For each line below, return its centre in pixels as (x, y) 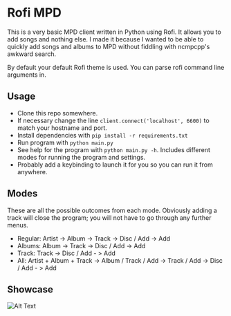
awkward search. (32, 54)
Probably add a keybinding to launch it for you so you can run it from (115, 165)
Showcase (30, 289)
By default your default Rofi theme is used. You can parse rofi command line (116, 67)
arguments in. (27, 75)
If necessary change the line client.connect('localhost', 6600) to (113, 120)
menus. (18, 225)
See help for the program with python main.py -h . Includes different (114, 149)
